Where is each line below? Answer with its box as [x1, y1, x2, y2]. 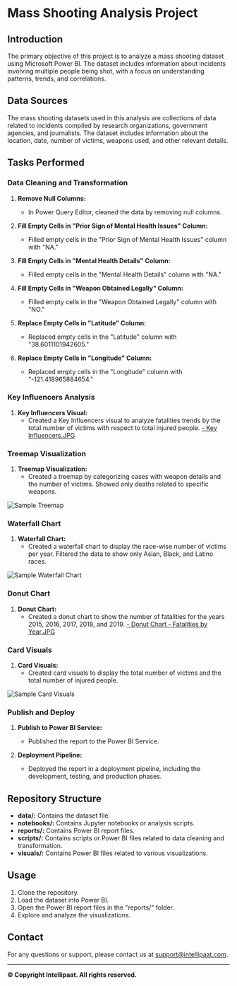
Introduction [7, 33, 63, 45]
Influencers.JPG [28, 431, 75, 439]
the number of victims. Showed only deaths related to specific [28, 480, 209, 489]
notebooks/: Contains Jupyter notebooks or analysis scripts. [17, 819, 195, 828]
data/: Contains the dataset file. [17, 811, 111, 820]
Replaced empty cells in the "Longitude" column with [28, 367, 183, 376]
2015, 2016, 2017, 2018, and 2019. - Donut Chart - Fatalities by [28, 620, 208, 628]
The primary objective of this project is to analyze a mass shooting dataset [7, 52, 224, 60]
